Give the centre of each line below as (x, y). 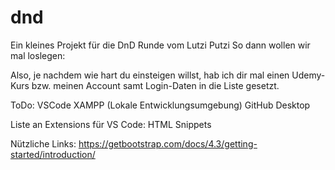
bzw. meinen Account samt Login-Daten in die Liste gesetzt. (155, 85)
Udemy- (308, 75)
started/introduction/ (53, 154)
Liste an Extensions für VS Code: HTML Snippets (111, 124)
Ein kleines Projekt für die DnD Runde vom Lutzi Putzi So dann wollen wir (160, 45)
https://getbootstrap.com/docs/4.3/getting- (168, 143)
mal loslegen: (38, 55)
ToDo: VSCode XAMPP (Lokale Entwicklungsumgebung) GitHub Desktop (160, 105)
